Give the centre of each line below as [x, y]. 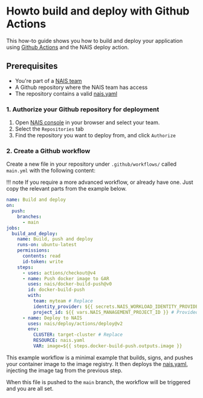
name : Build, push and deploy [55, 239]
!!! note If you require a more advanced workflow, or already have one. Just [100, 182]
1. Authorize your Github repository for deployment [83, 109]
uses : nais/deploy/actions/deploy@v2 [75, 324]
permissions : [34, 250]
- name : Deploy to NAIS [52, 318]
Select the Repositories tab [49, 129]
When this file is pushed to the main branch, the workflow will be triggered [98, 382]
